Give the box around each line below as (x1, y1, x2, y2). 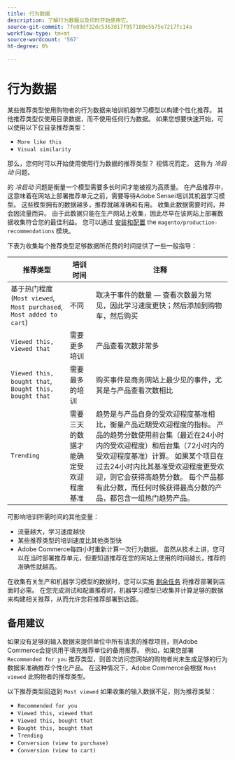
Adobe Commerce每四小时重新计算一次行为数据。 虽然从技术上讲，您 (17, 544, 219, 553)
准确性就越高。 (17, 562, 61, 571)
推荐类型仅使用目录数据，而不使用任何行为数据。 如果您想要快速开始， (13, 114, 218, 123)
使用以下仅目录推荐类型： (13, 123, 87, 132)
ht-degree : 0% (7, 43, 49, 50)
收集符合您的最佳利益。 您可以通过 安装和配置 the (13, 218, 157, 226)
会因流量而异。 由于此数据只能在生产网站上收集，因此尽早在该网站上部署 (7, 209, 218, 217)
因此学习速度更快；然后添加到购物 (109, 300, 222, 310)
